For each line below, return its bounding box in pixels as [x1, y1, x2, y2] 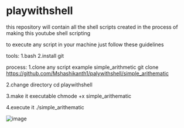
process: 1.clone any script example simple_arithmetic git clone [6, 63, 159, 71]
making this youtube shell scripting [6, 29, 91, 36]
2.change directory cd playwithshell [6, 81, 93, 88]
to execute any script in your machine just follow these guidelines [6, 41, 164, 48]
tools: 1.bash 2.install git [6, 52, 64, 59]
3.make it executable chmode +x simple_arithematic [6, 92, 132, 99]
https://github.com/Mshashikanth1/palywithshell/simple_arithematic [6, 70, 169, 77]
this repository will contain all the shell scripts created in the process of [6, 23, 178, 30]
